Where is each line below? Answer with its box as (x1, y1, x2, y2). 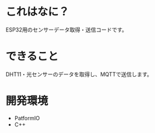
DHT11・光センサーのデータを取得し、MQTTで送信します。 (5, 70, 153, 78)
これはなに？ (5, 5, 70, 19)
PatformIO (14, 114, 40, 122)
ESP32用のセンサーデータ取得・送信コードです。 (5, 26, 128, 33)
